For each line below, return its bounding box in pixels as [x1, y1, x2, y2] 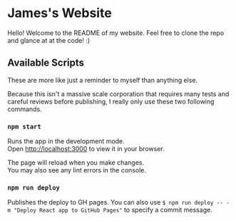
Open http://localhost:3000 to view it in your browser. [7, 145, 165, 153]
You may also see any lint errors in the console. [7, 166, 146, 175]
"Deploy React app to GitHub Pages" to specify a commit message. [14, 205, 212, 215]
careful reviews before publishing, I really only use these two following [7, 97, 215, 106]
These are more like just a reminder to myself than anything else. [7, 76, 198, 84]
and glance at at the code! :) [7, 36, 91, 44]
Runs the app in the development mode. [7, 137, 125, 145]
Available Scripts [7, 57, 84, 69]
